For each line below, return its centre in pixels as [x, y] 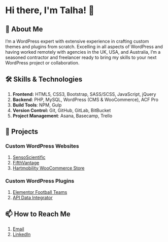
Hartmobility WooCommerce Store [48, 168]
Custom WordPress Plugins [40, 181]
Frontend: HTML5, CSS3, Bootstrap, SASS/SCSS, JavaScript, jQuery [84, 94]
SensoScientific [29, 157]
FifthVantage [26, 162]
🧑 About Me [24, 29]
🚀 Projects [22, 132]
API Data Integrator [32, 197]
